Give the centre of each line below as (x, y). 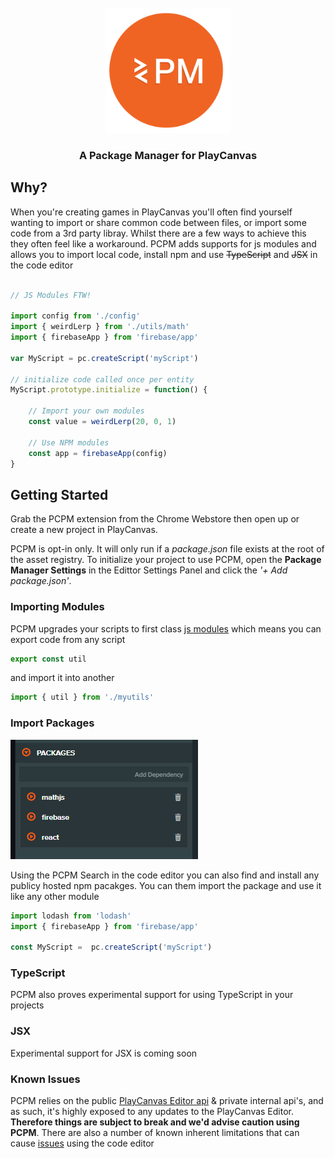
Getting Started (59, 494)
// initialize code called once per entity (102, 379)
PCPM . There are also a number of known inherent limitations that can (155, 1133)
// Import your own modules (86, 411)
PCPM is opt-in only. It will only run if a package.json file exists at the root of (167, 549)
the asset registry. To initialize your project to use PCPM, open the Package (166, 560)
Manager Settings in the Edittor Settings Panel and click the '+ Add (149, 570)
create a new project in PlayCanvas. (84, 530)
